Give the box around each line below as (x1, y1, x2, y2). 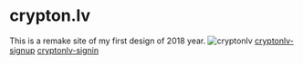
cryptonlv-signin (37, 44, 99, 55)
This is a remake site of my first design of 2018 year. (9, 35, 206, 46)
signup (9, 44, 36, 55)
